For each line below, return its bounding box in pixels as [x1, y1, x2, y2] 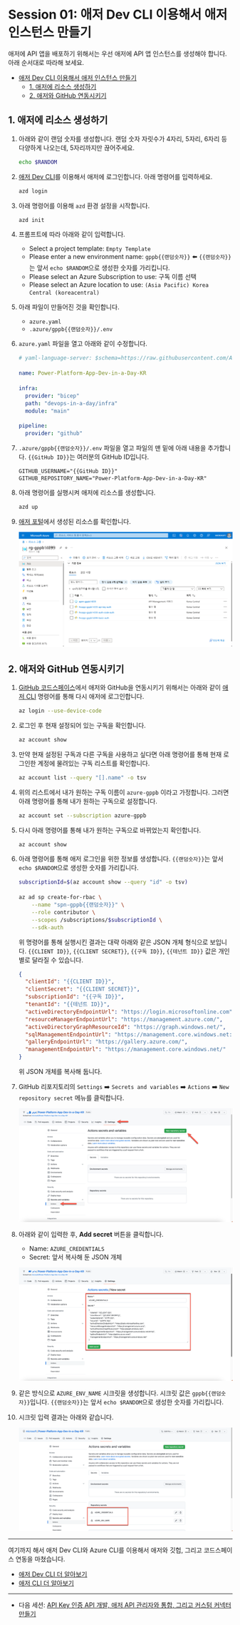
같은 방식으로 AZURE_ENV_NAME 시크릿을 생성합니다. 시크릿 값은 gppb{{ [18, 1389, 212, 1397]
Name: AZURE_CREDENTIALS [28, 1245, 105, 1253]
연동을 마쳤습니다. [15, 1555, 66, 1564]
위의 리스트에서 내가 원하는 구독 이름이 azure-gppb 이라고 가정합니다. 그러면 [18, 788, 229, 796]
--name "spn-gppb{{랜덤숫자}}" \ [31, 901, 125, 908]
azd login [18, 187, 48, 195]
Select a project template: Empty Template [28, 244, 152, 253]
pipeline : [18, 422, 48, 430]
